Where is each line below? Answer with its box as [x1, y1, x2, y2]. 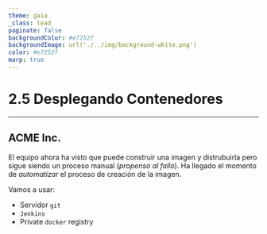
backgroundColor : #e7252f [8, 33, 94, 42]
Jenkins [19, 209, 45, 218]
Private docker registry [19, 217, 94, 226]
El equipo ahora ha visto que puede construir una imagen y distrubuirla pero [8, 152, 257, 162]
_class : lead [8, 19, 52, 27]
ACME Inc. [8, 132, 61, 145]
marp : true [8, 56, 44, 64]
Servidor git [19, 200, 61, 209]
